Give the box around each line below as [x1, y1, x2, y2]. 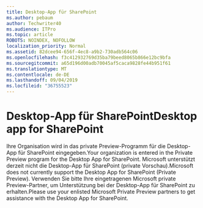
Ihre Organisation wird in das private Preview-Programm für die [6, 142, 166, 150]
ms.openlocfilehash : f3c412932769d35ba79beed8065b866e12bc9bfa [6, 54, 171, 61]
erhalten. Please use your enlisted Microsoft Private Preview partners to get [6, 188, 196, 195]
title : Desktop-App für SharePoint [6, 9, 97, 15]
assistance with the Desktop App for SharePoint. [6, 194, 128, 202]
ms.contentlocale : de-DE [6, 72, 70, 78]
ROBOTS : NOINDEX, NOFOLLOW [6, 37, 75, 43]
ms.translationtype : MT [6, 65, 67, 72]
